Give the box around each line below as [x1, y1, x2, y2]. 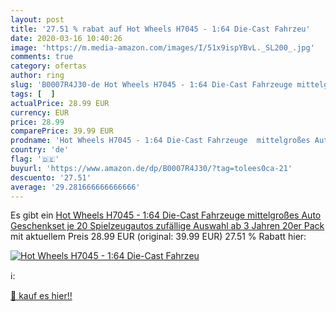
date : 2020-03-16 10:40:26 [10, 33, 123, 43]
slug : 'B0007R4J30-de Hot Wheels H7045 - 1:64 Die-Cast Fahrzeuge [10, 80, 293, 90]
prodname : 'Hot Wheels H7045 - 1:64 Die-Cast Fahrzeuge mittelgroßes [10, 136, 311, 146]
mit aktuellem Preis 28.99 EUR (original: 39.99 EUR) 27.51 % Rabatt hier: [10, 231, 307, 243]
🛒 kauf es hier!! [10, 290, 73, 302]
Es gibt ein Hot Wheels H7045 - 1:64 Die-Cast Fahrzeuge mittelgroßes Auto [10, 209, 322, 221]
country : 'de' [10, 145, 70, 155]
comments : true [10, 52, 74, 62]
